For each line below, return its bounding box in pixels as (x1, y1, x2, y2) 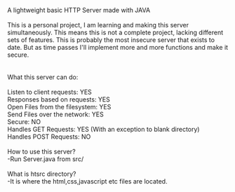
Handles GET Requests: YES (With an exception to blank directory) (7, 125, 200, 133)
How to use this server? (7, 147, 76, 156)
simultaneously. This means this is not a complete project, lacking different (7, 28, 224, 36)
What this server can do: (7, 73, 79, 81)
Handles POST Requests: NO (7, 132, 91, 141)
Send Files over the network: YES (7, 110, 104, 118)
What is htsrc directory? (7, 170, 76, 178)
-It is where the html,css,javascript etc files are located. (7, 177, 168, 185)
